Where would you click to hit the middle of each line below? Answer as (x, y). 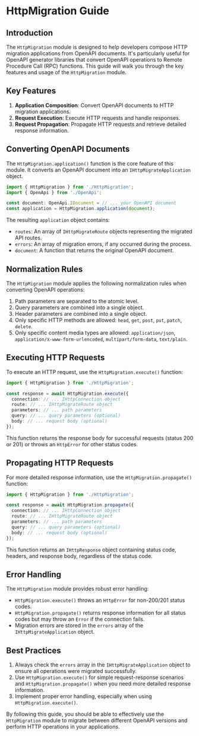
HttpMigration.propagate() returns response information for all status (100, 613)
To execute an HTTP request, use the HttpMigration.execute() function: (94, 372)
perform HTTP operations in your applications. (63, 727)
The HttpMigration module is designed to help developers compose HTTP (97, 47)
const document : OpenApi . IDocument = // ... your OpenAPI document (91, 203)
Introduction (30, 33)
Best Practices (34, 650)
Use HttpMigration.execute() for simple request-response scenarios (99, 677)
